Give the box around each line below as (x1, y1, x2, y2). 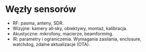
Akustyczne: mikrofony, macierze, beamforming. (12, 30, 114, 36)
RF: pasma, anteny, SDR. (12, 20, 64, 26)
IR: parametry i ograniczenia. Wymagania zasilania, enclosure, (12, 36, 142, 42)
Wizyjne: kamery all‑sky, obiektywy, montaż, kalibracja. (12, 25, 127, 31)
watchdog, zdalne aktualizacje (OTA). (12, 41, 91, 47)
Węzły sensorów (5, 3, 77, 15)
